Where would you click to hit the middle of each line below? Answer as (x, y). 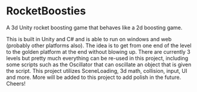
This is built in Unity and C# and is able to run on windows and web (89, 39)
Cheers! (16, 83)
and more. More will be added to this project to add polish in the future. (94, 77)
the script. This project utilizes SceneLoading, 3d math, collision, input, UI (97, 70)
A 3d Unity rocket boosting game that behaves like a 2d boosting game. (94, 27)
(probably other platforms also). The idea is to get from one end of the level (99, 45)
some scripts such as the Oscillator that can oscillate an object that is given (99, 65)
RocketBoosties (46, 11)
